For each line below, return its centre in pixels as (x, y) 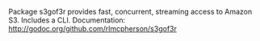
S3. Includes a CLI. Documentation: (67, 20)
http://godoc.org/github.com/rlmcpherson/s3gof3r (93, 29)
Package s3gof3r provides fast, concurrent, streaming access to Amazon (130, 12)
